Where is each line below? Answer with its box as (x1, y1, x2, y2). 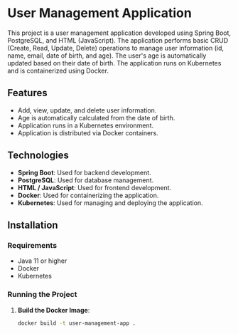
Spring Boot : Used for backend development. (17, 168, 151, 177)
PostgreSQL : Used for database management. (17, 176, 154, 184)
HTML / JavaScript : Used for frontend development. (17, 183, 172, 192)
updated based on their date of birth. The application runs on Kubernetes (7, 58, 222, 67)
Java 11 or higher (17, 256, 67, 265)
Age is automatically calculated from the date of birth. (17, 113, 175, 122)
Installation (7, 219, 58, 231)
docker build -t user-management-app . (17, 319, 136, 327)
